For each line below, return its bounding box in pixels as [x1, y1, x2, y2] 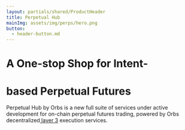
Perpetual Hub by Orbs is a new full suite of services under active [6, 104, 168, 111]
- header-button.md [11, 31, 60, 37]
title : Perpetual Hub [6, 14, 60, 20]
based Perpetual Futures [6, 84, 132, 98]
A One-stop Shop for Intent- [6, 57, 148, 71]
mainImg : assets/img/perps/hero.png [6, 20, 98, 26]
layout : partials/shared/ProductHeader [6, 8, 106, 15]
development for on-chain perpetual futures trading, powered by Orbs [6, 110, 180, 117]
